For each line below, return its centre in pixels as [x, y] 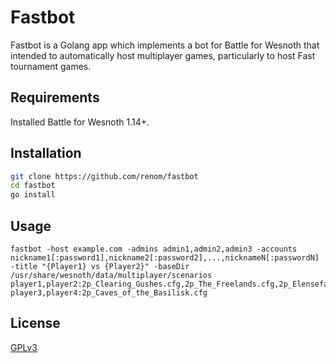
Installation [46, 153]
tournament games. [51, 66]
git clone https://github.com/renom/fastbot [104, 176]
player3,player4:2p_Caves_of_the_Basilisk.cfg [109, 293]
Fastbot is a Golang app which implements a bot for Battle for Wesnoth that [165, 45]
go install [33, 195]
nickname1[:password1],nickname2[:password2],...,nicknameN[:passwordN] [165, 258]
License [35, 323]
